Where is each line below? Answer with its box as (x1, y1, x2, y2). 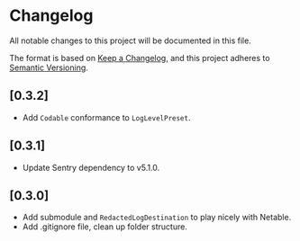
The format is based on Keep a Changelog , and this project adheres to (9, 52, 270, 63)
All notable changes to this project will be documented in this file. (9, 35, 252, 46)
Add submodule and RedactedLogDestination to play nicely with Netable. (22, 212, 292, 223)
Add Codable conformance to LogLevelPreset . (22, 112, 191, 122)
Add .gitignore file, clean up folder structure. (22, 221, 187, 232)
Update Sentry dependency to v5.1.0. (22, 162, 160, 173)
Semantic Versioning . (9, 62, 88, 73)
